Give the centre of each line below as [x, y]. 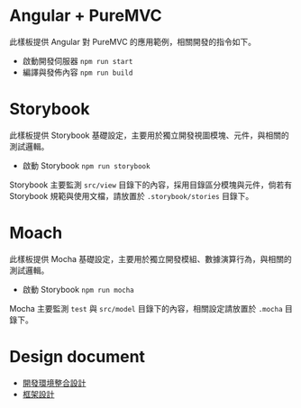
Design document [78, 357]
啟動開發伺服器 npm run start [78, 60]
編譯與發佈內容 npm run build [78, 72]
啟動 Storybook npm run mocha [78, 289]
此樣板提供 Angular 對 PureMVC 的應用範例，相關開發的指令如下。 [133, 41]
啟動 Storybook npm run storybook [86, 165]
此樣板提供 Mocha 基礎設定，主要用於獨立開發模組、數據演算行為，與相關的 [151, 258]
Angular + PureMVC [86, 16]
